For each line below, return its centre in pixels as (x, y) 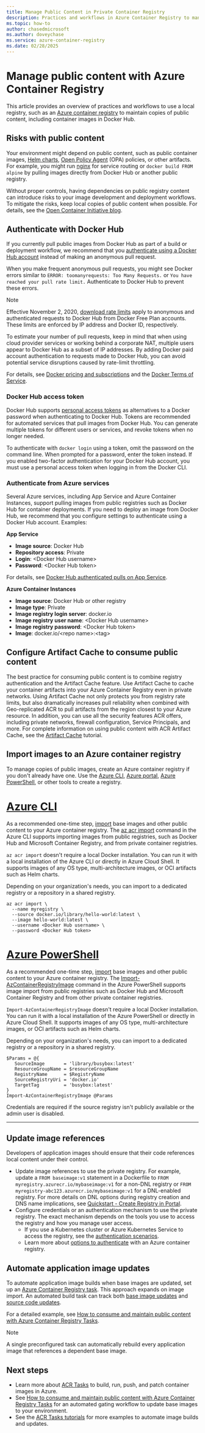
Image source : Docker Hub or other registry (70, 601)
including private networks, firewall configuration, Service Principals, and (98, 722)
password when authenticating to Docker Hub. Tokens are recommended (99, 416)
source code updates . (34, 1302)
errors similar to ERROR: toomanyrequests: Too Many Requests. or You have (99, 275)
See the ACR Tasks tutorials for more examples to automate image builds (107, 1417)
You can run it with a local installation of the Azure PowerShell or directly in (101, 1016)
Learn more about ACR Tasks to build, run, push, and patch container (102, 1384)
